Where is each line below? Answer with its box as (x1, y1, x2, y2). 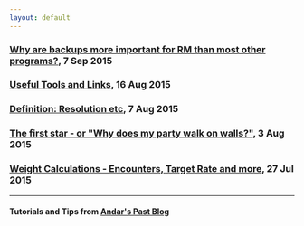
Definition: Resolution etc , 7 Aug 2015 (9, 103, 179, 116)
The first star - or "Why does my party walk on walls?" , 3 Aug (9, 127, 285, 140)
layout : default (9, 13, 71, 23)
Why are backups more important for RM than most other (9, 42, 266, 55)
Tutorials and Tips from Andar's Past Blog (9, 206, 170, 217)
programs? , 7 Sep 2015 (9, 54, 113, 67)
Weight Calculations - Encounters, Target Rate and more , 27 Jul (9, 163, 294, 175)
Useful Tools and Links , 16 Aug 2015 (9, 79, 172, 91)
